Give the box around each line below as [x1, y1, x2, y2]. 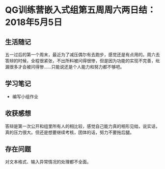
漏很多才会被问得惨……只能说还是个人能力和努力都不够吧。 [5, 64, 125, 70]
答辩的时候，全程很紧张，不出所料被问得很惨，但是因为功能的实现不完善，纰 [5, 58, 160, 64]
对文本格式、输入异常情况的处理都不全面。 [5, 159, 91, 165]
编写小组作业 [12, 94, 38, 99]
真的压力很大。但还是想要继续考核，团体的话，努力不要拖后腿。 [5, 129, 134, 135]
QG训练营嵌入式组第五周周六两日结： [5, 4, 156, 16]
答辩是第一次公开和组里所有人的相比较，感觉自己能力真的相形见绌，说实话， [5, 123, 160, 129]
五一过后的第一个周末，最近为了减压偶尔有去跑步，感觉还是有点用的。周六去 [5, 52, 160, 57]
